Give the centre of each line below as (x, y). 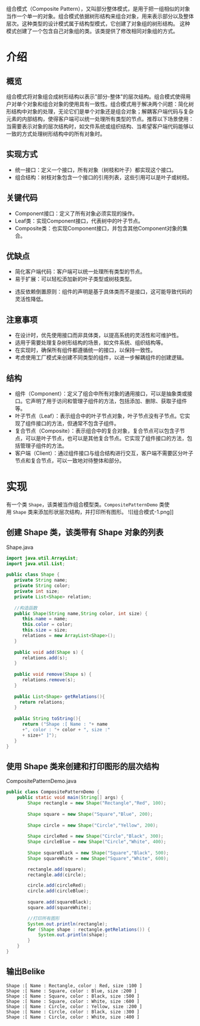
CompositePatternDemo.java (41, 781)
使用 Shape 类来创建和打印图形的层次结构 (83, 766)
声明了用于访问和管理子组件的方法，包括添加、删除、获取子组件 (109, 401)
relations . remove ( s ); (49, 680)
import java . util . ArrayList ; (42, 558)
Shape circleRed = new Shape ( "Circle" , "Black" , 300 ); (96, 836)
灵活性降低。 (30, 299)
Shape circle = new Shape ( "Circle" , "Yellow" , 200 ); (93, 825)
